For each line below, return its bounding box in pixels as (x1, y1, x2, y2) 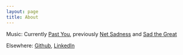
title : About (6, 14, 39, 20)
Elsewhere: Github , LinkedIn (6, 42, 75, 49)
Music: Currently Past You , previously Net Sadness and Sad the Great (6, 30, 177, 37)
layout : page (6, 8, 39, 15)
